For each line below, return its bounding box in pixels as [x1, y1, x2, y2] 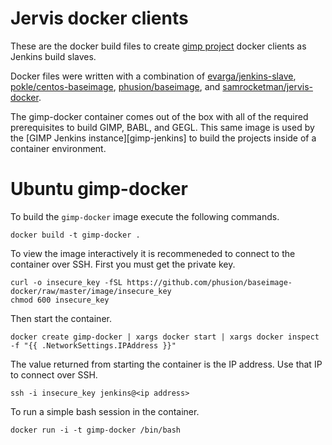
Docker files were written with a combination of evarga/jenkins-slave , [10, 70, 297, 82]
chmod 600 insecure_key [10, 295, 110, 305]
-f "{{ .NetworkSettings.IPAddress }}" [10, 340, 177, 351]
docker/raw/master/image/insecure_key [10, 286, 172, 296]
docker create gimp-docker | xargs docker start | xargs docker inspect [10, 332, 320, 342]
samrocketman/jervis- [222, 80, 313, 92]
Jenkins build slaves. [10, 50, 97, 62]
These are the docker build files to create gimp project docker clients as [10, 40, 307, 52]
